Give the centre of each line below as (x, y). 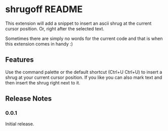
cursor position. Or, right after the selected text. (55, 28)
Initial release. (20, 124)
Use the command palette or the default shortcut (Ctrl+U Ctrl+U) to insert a (84, 72)
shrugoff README (44, 9)
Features (19, 60)
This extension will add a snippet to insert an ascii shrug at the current (78, 23)
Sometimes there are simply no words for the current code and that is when (84, 38)
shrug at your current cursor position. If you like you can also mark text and (84, 77)
